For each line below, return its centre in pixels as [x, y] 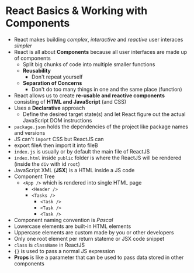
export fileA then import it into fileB [56, 145]
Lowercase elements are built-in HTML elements [72, 226]
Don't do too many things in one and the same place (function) [107, 89]
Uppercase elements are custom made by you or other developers [94, 232]
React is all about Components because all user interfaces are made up [101, 52]
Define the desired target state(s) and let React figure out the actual [104, 114]
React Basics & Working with [77, 11]
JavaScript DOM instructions [57, 120]
